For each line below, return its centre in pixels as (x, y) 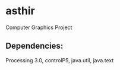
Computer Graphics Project (39, 27)
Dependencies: (34, 46)
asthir (20, 11)
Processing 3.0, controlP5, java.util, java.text (60, 60)
